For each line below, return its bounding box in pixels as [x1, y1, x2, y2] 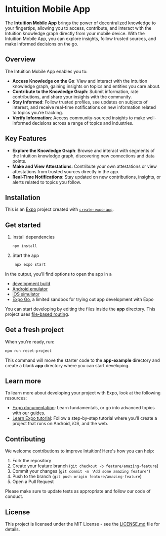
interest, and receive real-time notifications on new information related [12, 104, 156, 110]
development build [12, 281, 50, 287]
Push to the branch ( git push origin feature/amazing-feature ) [12, 474, 142, 480]
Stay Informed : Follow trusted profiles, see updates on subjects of [12, 99, 148, 105]
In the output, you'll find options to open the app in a [5, 271, 112, 277]
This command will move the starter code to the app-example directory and [5, 357, 160, 363]
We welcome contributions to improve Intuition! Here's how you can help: [5, 448, 155, 454]
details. [5, 526, 20, 533]
